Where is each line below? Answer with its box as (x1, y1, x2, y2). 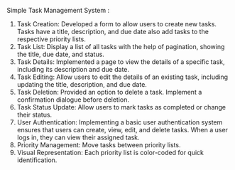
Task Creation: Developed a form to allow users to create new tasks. (16, 20, 217, 28)
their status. (16, 110, 53, 119)
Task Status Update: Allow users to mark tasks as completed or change (16, 103, 226, 111)
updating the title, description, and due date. (16, 80, 147, 88)
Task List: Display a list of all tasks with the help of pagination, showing (16, 43, 225, 51)
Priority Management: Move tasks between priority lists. (16, 141, 181, 149)
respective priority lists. (16, 35, 87, 43)
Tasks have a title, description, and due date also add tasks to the (16, 28, 209, 36)
